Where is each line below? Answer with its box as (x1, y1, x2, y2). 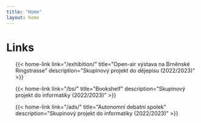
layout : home (6, 15, 40, 21)
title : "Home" (6, 8, 43, 15)
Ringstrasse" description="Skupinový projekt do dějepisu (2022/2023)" (15, 67, 196, 75)
